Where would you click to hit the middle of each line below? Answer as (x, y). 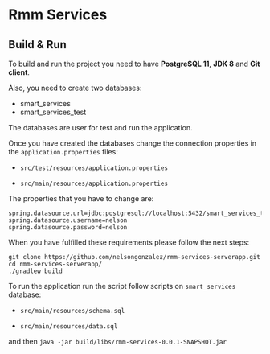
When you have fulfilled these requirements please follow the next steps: (129, 242)
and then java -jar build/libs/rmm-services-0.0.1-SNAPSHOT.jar (118, 341)
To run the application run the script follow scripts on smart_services (122, 286)
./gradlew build (35, 271)
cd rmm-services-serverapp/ (55, 264)
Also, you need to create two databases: (75, 88)
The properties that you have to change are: (81, 198)
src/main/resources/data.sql (69, 327)
